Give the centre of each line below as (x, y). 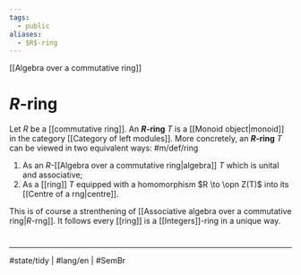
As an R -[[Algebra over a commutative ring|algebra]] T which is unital (150, 166)
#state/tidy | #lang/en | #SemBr (68, 261)
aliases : (26, 34)
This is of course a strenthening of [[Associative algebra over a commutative (150, 211)
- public (34, 26)
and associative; (52, 175)
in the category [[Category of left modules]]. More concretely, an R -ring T (146, 139)
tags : (19, 17)
